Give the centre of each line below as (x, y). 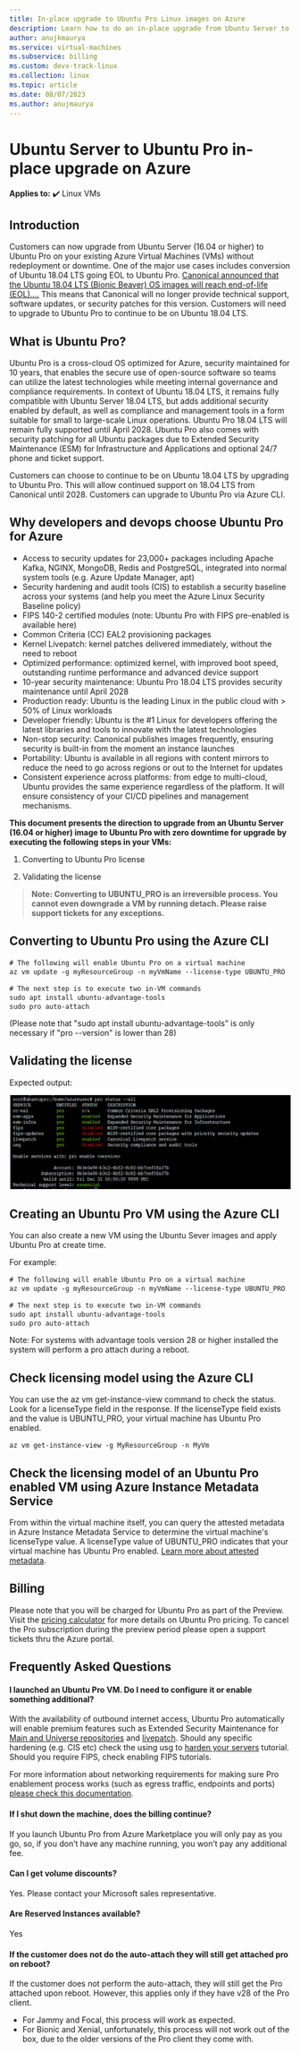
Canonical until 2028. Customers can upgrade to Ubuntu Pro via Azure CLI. (147, 495)
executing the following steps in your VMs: (91, 842)
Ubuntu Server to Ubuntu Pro (119, 149)
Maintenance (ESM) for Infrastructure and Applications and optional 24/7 (143, 449)
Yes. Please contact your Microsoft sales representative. (113, 1893)
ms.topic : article (43, 85)
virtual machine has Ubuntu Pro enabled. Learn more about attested (134, 1551)
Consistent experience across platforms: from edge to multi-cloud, (145, 777)
